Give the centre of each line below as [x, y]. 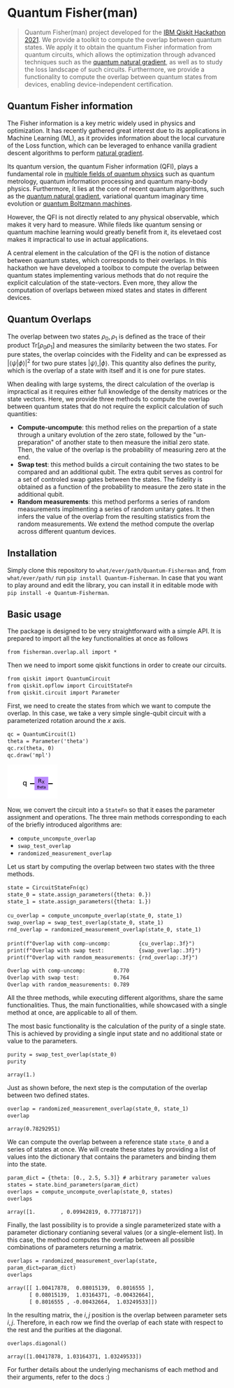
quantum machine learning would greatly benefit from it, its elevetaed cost [115, 231]
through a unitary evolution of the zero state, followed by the [104, 434]
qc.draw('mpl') [29, 756]
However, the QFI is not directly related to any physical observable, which [113, 217]
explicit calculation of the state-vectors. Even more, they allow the [102, 282]
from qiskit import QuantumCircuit [59, 679]
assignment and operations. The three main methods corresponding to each [117, 817]
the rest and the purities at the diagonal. [65, 1330]
